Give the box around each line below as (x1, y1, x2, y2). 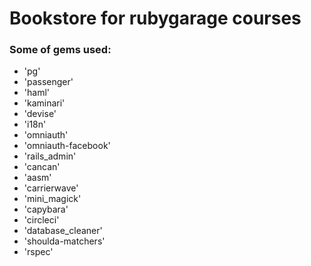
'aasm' (23, 172, 52, 184)
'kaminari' (23, 97, 66, 109)
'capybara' (23, 203, 69, 216)
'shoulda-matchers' (23, 235, 106, 247)
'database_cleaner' (23, 225, 103, 237)
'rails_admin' (23, 150, 77, 162)
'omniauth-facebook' (23, 140, 111, 152)
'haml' (23, 87, 50, 99)
